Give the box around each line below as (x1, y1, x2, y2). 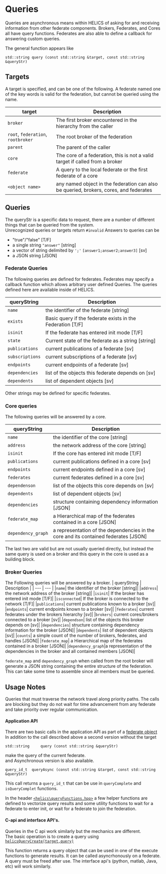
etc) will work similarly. (5, 863, 52, 869)
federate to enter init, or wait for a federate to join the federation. (5, 806, 137, 812)
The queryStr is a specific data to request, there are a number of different (5, 217, 155, 223)
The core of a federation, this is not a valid (56, 152, 154, 159)
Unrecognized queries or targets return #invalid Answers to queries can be (5, 227, 160, 233)
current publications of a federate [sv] (45, 345, 134, 352)
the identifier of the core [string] (52, 434, 128, 441)
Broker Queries (5, 569, 42, 576)
